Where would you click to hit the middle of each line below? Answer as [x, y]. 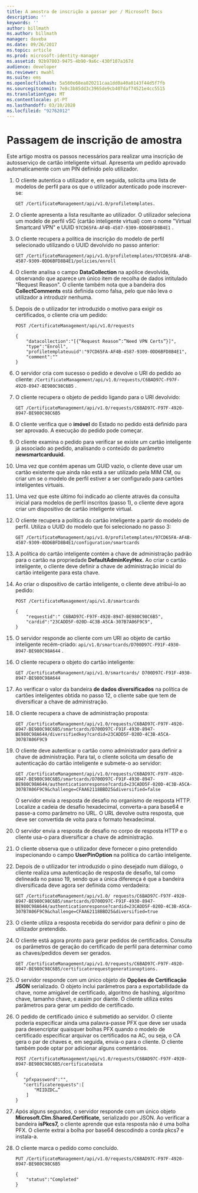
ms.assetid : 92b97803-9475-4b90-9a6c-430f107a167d [70, 61]
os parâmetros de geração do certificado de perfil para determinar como [104, 947]
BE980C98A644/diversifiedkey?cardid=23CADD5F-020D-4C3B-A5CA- [93, 735]
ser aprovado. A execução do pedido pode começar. [79, 430]
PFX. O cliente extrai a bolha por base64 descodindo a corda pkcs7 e [100, 1130]
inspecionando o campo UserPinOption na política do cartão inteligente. [103, 855]
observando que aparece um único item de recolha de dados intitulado [101, 278]
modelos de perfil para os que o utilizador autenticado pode [88, 186]
